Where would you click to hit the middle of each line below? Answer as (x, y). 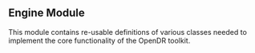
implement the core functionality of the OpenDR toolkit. (99, 40)
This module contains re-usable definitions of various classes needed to (127, 32)
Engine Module (47, 13)
